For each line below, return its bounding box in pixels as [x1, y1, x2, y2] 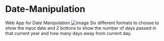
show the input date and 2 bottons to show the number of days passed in [5, 25, 156, 31]
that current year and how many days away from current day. [5, 30, 132, 36]
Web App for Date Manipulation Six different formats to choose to [5, 20, 159, 26]
